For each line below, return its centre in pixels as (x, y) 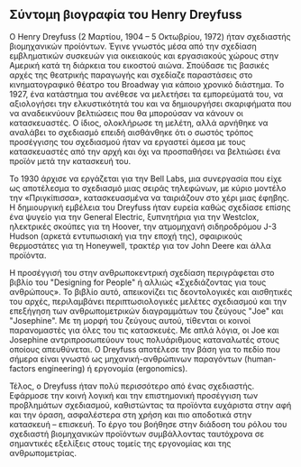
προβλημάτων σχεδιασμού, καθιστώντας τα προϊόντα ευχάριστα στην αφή (150, 405)
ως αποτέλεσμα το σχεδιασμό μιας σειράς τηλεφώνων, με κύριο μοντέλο (148, 188)
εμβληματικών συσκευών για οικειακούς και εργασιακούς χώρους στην (144, 55)
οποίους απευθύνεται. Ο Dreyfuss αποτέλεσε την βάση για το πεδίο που (145, 349)
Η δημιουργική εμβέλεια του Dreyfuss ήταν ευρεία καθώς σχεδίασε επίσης (150, 207)
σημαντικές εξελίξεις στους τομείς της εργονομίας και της (120, 443)
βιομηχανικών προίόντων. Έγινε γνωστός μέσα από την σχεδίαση (133, 46)
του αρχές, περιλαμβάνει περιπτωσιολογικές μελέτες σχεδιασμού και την (148, 301)
